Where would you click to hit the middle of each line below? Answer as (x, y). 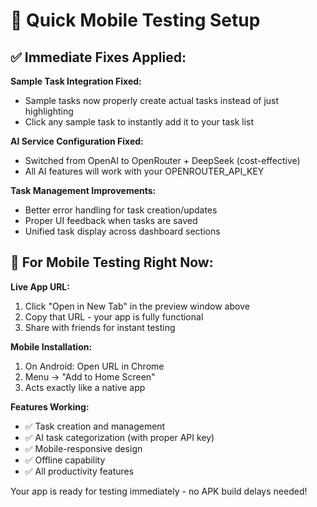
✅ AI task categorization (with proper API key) (119, 437)
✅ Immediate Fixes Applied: (98, 57)
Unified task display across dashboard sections (122, 231)
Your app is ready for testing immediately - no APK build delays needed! (159, 491)
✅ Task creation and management (95, 426)
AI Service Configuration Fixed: (77, 141)
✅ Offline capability (65, 460)
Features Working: (50, 406)
